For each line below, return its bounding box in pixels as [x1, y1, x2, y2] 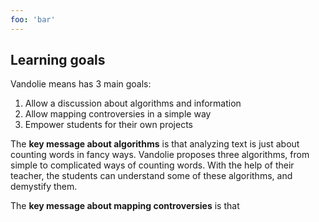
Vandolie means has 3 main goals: [10, 78, 152, 90]
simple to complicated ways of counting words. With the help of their [10, 159, 295, 171]
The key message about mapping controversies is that [10, 200, 240, 212]
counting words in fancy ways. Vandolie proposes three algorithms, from [10, 149, 310, 161]
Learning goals [10, 52, 106, 69]
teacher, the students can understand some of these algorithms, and [10, 170, 293, 182]
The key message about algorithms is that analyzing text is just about [10, 138, 300, 150]
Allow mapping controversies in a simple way [24, 108, 212, 120]
